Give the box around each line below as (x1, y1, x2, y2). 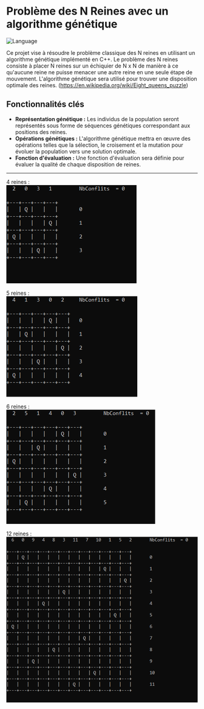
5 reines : (6, 289, 30, 297)
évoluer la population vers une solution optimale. (15, 147, 137, 155)
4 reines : (6, 178, 30, 185)
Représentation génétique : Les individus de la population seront (15, 115, 179, 122)
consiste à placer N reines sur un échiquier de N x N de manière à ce (6, 62, 178, 69)
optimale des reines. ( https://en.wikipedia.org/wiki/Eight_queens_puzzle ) (6, 81, 188, 89)
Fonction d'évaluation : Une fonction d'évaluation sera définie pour (15, 154, 185, 161)
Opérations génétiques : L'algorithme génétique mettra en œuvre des (15, 135, 191, 142)
